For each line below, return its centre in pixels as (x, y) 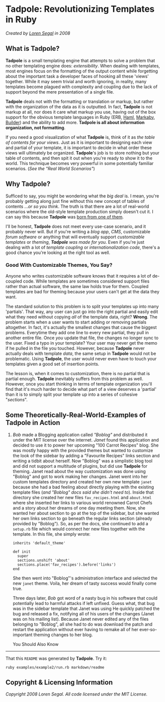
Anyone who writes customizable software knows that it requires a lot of (78, 276)
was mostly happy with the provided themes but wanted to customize (83, 450)
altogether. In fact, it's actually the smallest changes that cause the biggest (81, 327)
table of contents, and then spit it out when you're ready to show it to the (79, 158)
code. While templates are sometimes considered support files (86, 281)
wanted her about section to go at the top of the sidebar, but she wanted (86, 513)
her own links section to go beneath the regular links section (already (82, 518)
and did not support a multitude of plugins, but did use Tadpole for (80, 466)
